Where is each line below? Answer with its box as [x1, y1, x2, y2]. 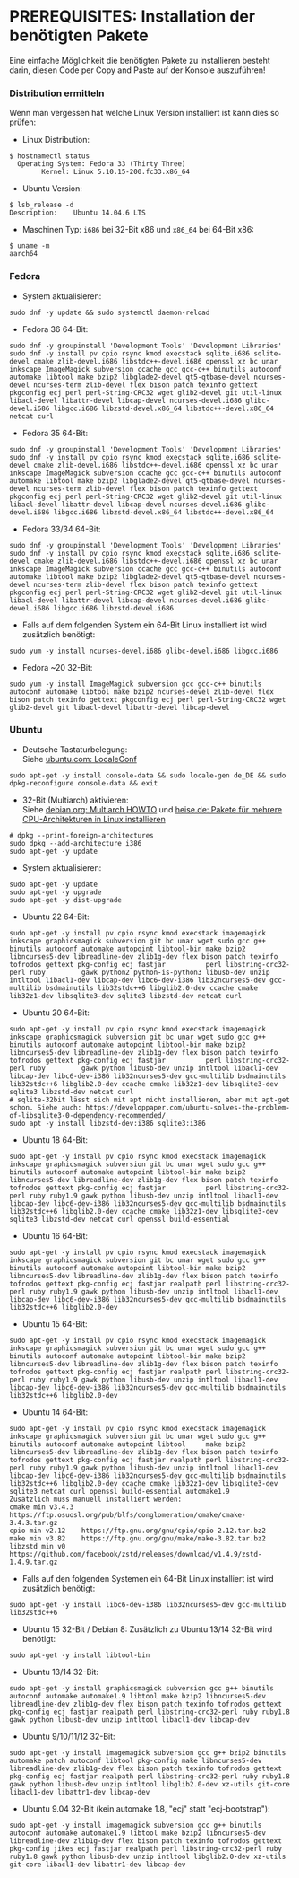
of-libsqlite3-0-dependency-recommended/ [9, 1110, 167, 1119]
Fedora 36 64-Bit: [21, 323, 89, 334]
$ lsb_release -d [9, 200, 74, 210]
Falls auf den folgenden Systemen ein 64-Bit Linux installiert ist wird [21, 1573, 274, 1584]
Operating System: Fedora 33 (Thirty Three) [17, 160, 186, 169]
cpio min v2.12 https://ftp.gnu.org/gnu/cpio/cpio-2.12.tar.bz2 [9, 1526, 267, 1535]
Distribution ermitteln [9, 87, 105, 100]
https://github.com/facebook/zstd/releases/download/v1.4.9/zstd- [9, 1549, 262, 1558]
